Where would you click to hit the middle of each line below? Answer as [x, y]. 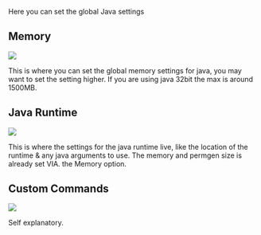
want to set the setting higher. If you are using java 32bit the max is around [130, 79]
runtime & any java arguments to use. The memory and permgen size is [125, 155]
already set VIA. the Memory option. [68, 163]
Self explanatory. [36, 223]
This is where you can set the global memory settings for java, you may [125, 70]
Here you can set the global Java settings [76, 12]
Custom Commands [58, 189]
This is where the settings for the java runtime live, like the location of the [128, 147]
